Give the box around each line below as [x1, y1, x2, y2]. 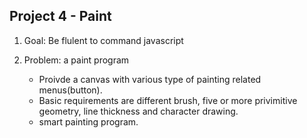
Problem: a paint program [23, 54, 130, 66]
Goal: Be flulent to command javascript [23, 34, 184, 46]
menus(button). [38, 84, 103, 96]
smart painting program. [38, 115, 139, 128]
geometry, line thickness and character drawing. [38, 105, 239, 117]
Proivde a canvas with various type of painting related [38, 73, 262, 85]
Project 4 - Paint [9, 8, 112, 25]
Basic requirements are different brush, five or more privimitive [38, 94, 298, 106]
